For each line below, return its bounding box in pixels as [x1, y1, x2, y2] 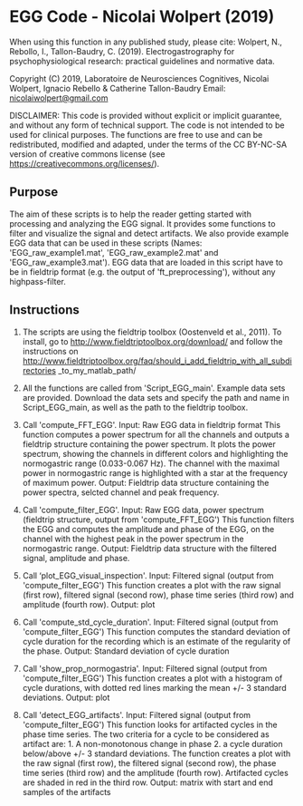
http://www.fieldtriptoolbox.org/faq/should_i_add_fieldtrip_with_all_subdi [22, 355, 292, 366]
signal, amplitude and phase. [22, 552, 130, 563]
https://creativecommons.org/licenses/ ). [9, 158, 160, 169]
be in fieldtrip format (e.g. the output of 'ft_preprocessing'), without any [9, 266, 276, 277]
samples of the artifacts [22, 786, 111, 797]
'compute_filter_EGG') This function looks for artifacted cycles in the [22, 719, 278, 730]
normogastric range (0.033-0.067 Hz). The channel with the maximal [22, 458, 280, 469]
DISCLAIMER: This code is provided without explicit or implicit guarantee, [9, 110, 282, 121]
